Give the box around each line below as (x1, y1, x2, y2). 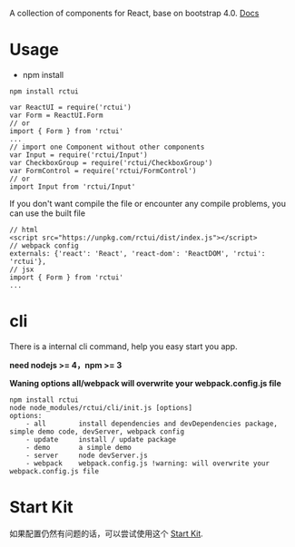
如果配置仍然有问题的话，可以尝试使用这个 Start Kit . (9, 528, 204, 539)
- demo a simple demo (25, 443, 132, 452)
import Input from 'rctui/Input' (9, 181, 136, 191)
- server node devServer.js (25, 451, 148, 460)
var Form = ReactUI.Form (9, 111, 103, 120)
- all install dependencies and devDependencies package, (25, 419, 279, 428)
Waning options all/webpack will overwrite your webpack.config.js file (9, 377, 281, 388)
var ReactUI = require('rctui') (9, 103, 132, 112)
